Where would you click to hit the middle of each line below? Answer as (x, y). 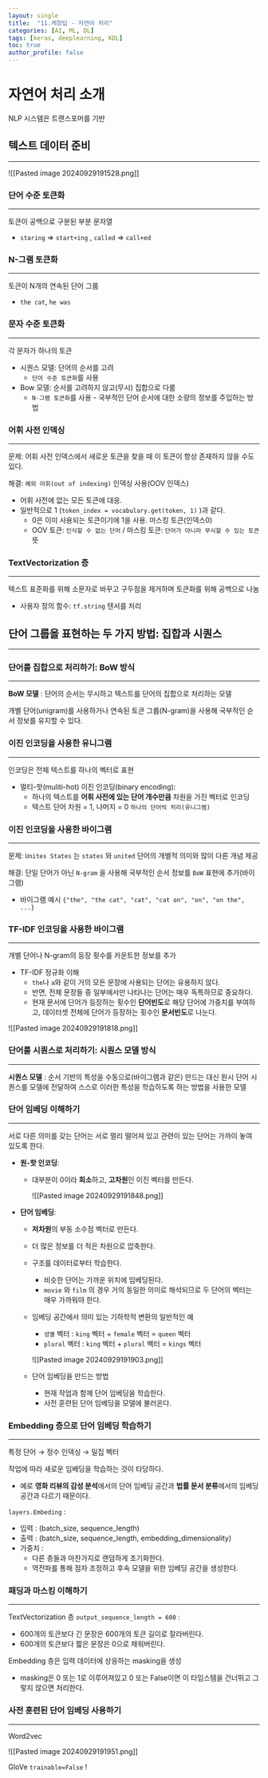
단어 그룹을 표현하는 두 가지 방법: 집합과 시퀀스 (115, 634)
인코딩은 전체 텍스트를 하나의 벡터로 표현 (71, 770)
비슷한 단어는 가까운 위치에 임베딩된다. (103, 1279)
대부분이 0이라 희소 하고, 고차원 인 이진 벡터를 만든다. (112, 1179)
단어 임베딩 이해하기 (44, 1110)
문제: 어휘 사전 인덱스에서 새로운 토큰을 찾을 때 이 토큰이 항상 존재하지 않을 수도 (132, 456)
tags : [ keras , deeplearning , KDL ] (66, 38)
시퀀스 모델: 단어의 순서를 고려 (67, 367)
